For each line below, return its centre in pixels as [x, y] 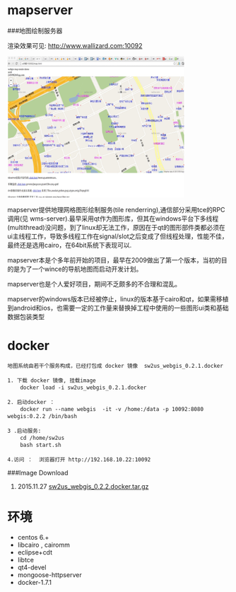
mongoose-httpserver [50, 574]
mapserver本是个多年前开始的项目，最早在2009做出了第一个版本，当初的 [114, 260]
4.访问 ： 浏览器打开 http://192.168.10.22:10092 [79, 459]
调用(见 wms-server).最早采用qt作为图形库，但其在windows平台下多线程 [113, 219]
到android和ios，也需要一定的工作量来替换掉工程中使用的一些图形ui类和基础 [118, 308]
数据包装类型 [26, 316]
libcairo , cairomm [44, 545]
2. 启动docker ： [31, 402]
